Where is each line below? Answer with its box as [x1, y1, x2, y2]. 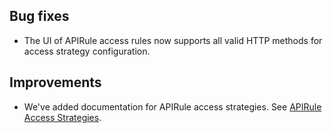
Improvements [9, 74, 102, 91]
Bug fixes [9, 8, 70, 25]
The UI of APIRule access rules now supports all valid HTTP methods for [23, 34, 323, 46]
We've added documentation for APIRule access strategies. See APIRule [23, 100, 322, 113]
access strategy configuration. [23, 45, 151, 57]
